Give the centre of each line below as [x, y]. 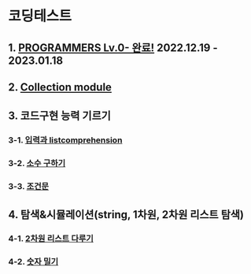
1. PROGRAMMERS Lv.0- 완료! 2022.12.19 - [113, 48]
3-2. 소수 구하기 [37, 164]
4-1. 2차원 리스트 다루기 [51, 239]
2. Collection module [60, 87]
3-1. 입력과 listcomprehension [65, 140]
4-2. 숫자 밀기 [33, 262]
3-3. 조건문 [29, 187]
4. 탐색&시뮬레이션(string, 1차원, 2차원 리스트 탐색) [126, 215]
